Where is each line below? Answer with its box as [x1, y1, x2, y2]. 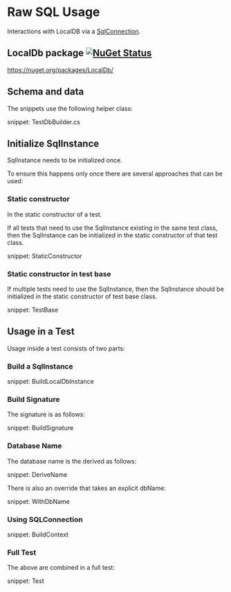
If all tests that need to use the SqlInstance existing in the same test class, [7, 223, 218, 232]
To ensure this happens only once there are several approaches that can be [7, 169, 223, 178]
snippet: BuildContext [7, 530, 69, 539]
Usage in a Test [7, 325, 75, 337]
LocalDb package [7, 47, 84, 59]
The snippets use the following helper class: [7, 104, 133, 112]
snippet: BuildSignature [7, 424, 74, 432]
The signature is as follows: [7, 410, 85, 418]
